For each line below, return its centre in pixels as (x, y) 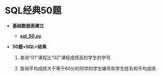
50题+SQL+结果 (29, 46)
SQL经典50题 (33, 11)
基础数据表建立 (28, 26)
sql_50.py (31, 36)
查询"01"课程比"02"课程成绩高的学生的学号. (66, 58)
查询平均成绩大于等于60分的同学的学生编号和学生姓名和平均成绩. (88, 68)
